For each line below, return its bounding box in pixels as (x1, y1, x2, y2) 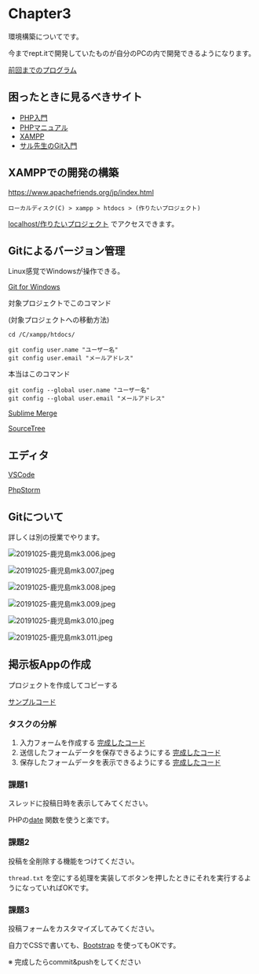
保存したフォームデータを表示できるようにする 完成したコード (19, 758, 221, 767)
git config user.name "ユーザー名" (8, 346, 119, 354)
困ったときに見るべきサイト (8, 90, 143, 104)
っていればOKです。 (28, 883, 93, 892)
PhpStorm (8, 485, 41, 495)
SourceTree (8, 424, 46, 434)
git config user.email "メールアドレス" (8, 355, 134, 363)
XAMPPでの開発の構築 (8, 166, 119, 179)
